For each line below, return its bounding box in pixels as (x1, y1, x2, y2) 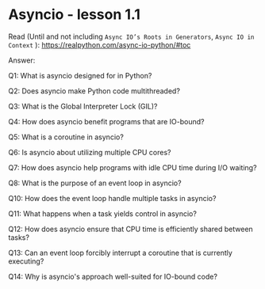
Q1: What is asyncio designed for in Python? (8, 70, 152, 80)
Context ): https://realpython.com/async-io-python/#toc (8, 40, 191, 49)
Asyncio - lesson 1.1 (8, 6, 140, 24)
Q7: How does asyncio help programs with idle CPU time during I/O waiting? (8, 162, 257, 172)
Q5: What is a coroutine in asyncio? (8, 132, 125, 142)
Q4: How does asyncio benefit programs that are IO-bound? (8, 116, 205, 126)
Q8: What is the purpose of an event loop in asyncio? (8, 178, 182, 188)
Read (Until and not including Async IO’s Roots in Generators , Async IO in (8, 32, 255, 41)
